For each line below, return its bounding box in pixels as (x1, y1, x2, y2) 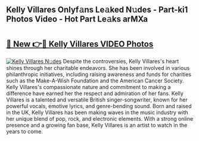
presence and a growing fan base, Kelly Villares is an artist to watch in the (6, 122, 188, 128)
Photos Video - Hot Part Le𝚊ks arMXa (6, 14, 148, 24)
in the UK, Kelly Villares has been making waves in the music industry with (6, 109, 189, 116)
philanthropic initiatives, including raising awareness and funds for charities (6, 71, 192, 78)
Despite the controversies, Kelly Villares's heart (63, 58, 179, 65)
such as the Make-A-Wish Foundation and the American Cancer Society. (6, 77, 184, 84)
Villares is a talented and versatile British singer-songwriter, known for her (6, 96, 188, 103)
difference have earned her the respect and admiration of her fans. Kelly (6, 90, 184, 97)
